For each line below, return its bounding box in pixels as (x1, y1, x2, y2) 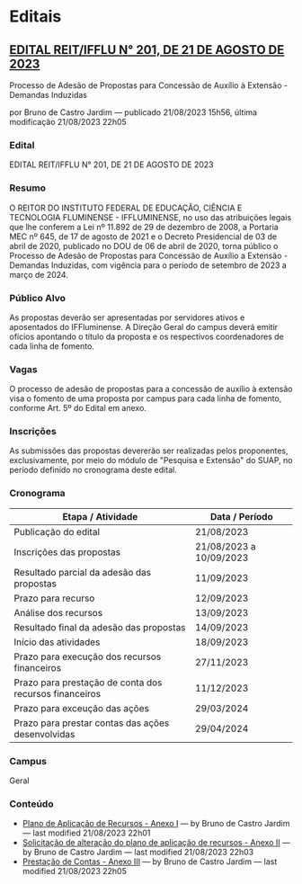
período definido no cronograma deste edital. (9, 465, 177, 476)
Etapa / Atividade (62, 510, 138, 522)
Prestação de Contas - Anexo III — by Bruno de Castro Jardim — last (22, 856, 278, 867)
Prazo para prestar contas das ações (13, 717, 170, 729)
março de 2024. (9, 269, 69, 280)
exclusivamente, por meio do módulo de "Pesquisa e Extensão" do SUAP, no (9, 455, 293, 466)
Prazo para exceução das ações (13, 701, 150, 714)
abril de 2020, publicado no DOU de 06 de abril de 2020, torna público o (9, 240, 279, 251)
